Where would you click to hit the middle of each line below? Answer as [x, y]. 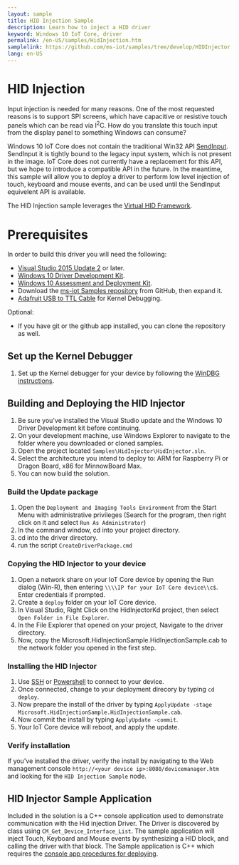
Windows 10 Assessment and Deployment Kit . [85, 283]
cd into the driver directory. [58, 538]
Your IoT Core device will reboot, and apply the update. [99, 727]
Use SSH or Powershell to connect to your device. [91, 681]
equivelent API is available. [47, 192]
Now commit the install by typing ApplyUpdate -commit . [98, 719]
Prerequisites [48, 234]
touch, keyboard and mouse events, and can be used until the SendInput [114, 184]
